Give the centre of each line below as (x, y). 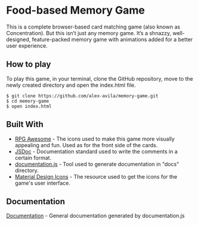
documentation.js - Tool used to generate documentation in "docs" (97, 164)
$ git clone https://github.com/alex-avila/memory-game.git (83, 96)
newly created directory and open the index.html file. (71, 85)
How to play (29, 64)
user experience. (27, 46)
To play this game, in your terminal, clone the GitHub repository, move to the (100, 78)
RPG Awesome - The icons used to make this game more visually (94, 139)
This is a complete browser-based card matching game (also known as (93, 27)
